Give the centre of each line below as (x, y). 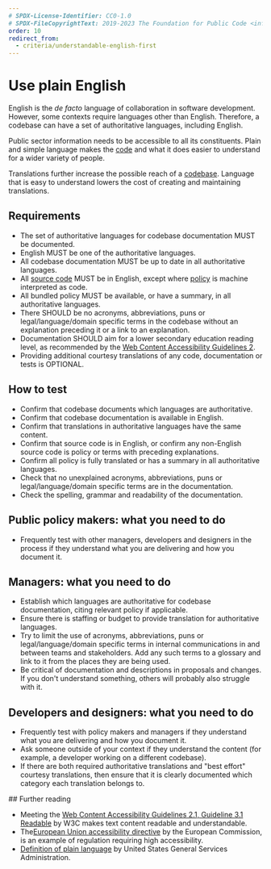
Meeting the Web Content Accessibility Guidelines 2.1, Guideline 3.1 (131, 815)
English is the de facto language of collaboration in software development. (132, 108)
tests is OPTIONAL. (52, 364)
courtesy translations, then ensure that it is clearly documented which (136, 775)
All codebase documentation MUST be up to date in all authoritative (133, 261)
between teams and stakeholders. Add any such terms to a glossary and (140, 653)
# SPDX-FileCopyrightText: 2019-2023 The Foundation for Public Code (128, 23)
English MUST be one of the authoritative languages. (108, 253)
